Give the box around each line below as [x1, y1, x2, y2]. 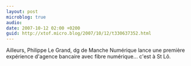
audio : [6, 19, 22, 25]
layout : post [6, 8, 38, 15]
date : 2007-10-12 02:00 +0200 [6, 25, 81, 31]
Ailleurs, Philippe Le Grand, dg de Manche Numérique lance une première [6, 47, 186, 54]
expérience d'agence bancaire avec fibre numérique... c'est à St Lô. [6, 53, 171, 60]
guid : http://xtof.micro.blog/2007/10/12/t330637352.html [6, 31, 152, 37]
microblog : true [6, 14, 46, 20]
